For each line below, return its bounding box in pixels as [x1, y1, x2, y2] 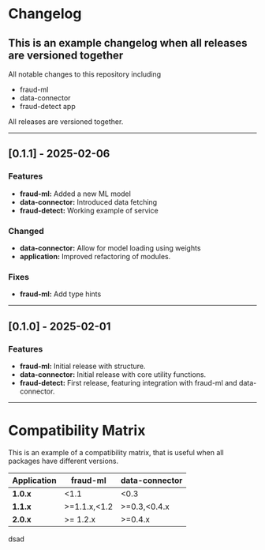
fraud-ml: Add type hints [19, 289, 102, 299]
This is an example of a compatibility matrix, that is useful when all [8, 447, 224, 457]
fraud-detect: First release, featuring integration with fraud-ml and [19, 378, 238, 387]
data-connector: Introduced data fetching [19, 197, 158, 206]
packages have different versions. [8, 456, 119, 465]
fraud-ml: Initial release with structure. [19, 361, 146, 371]
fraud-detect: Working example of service [19, 205, 159, 215]
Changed [8, 225, 45, 236]
